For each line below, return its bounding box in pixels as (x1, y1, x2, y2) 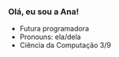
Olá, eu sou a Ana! (8, 6, 80, 17)
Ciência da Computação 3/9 (19, 41, 112, 50)
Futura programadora (19, 24, 89, 34)
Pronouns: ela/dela (19, 32, 81, 41)
